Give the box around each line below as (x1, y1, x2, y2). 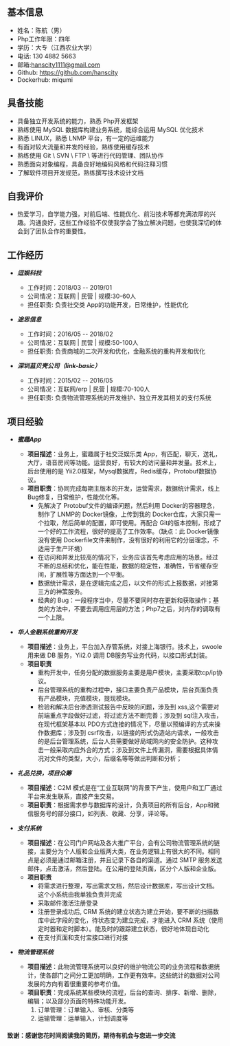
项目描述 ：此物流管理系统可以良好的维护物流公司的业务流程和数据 (27, 963, 214, 971)
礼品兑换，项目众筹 (16, 769, 72, 778)
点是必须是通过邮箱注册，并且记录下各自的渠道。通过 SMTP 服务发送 (27, 856, 223, 864)
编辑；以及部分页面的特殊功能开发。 (27, 997, 130, 1005)
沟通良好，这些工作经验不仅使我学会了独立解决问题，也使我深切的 (29, 219, 216, 227)
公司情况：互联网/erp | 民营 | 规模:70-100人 (27, 385, 150, 394)
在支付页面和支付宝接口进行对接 (37, 933, 128, 941)
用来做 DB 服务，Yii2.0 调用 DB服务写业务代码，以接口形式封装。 (27, 651, 211, 659)
